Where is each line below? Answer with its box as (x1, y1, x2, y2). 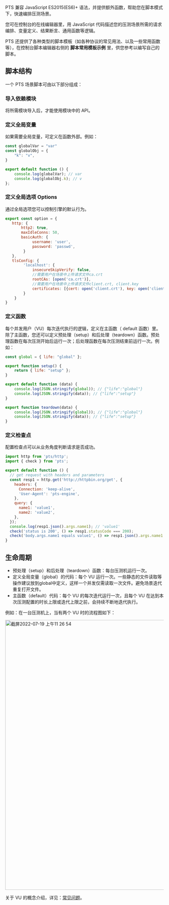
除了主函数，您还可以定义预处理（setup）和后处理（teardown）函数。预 (5, 331, 156, 338)
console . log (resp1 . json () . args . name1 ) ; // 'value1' (10, 524, 121, 529)
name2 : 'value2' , (18, 510, 55, 515)
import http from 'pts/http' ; (5, 454, 69, 459)
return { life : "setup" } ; (14, 368, 71, 373)
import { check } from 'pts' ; (5, 459, 69, 464)
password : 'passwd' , (32, 244, 75, 249)
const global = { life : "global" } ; (5, 354, 82, 359)
